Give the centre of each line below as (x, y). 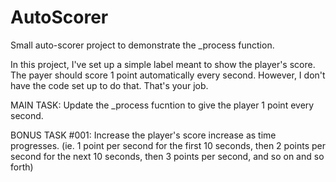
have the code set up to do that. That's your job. (109, 85)
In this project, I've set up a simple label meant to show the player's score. (163, 64)
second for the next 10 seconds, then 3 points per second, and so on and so (167, 156)
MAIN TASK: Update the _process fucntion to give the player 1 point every (162, 105)
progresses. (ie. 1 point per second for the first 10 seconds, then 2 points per (168, 145)
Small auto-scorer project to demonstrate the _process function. (142, 45)
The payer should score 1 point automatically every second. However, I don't (168, 75)
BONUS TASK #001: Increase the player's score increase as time (143, 135)
